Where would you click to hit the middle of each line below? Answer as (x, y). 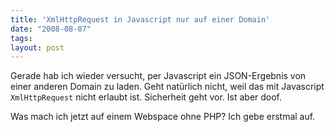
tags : (21, 38)
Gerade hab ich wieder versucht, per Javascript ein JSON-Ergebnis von (158, 76)
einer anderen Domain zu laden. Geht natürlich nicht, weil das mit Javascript (167, 87)
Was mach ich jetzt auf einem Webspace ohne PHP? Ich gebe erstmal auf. (163, 117)
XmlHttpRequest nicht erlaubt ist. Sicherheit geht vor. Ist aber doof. (146, 97)
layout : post (37, 47)
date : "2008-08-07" (51, 29)
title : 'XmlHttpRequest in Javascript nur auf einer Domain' (140, 19)
